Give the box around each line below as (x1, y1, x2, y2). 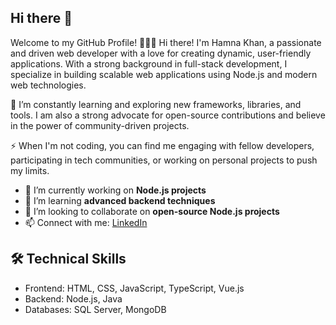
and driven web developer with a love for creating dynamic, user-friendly (10, 47, 312, 59)
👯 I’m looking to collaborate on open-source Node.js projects (24, 205, 280, 217)
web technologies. (10, 79, 87, 91)
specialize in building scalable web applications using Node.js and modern (10, 68, 318, 80)
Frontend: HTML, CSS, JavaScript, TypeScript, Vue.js (24, 282, 245, 294)
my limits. (10, 164, 50, 176)
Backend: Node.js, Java (24, 292, 123, 305)
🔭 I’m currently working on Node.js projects (24, 184, 207, 196)
